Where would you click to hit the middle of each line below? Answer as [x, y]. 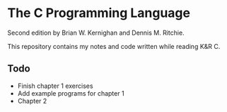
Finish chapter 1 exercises [55, 86]
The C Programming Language [99, 13]
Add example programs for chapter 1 [71, 93]
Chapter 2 [32, 101]
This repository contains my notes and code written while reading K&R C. [114, 46]
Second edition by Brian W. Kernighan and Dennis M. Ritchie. [96, 33]
